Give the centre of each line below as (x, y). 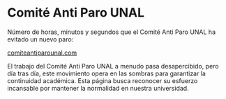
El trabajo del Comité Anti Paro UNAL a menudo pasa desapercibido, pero (113, 66)
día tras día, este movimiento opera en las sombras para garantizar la (106, 73)
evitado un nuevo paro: (40, 39)
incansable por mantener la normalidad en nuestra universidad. (98, 88)
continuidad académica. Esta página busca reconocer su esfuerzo (103, 80)
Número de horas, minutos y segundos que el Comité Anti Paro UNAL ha (112, 32)
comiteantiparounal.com (42, 53)
